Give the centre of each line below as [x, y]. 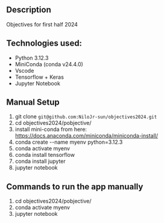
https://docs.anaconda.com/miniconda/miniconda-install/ [87, 136]
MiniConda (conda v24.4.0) [49, 64]
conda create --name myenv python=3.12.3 [69, 142]
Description [29, 10]
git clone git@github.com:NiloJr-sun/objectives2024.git [86, 117]
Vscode [24, 70]
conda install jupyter [40, 161]
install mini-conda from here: [51, 129]
